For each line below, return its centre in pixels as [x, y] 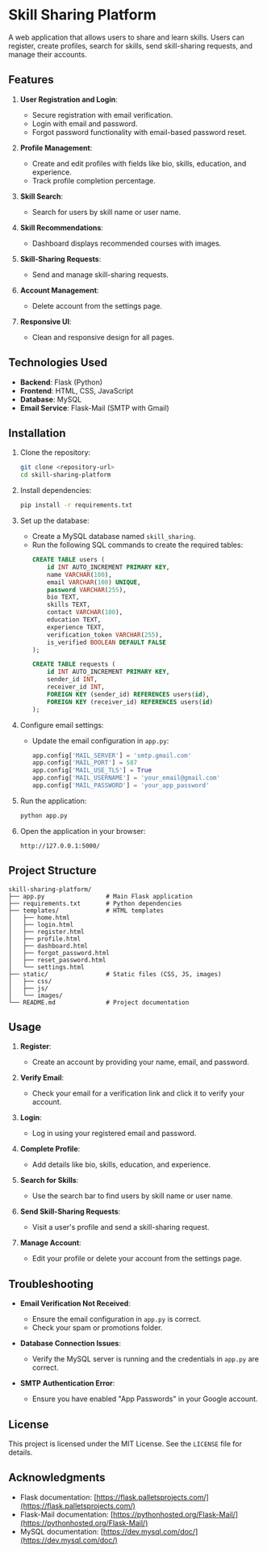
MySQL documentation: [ [62, 1531]
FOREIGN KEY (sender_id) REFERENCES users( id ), [128, 694]
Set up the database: [55, 520]
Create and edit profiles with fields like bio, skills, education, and [139, 163]
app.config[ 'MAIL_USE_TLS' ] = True [92, 770]
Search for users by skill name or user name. [106, 212]
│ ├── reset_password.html [57, 960]
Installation [37, 433]
